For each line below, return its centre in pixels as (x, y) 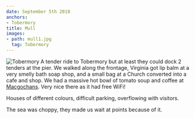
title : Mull (21, 28)
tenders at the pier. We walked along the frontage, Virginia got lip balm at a (98, 67)
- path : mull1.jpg (29, 39)
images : (16, 34)
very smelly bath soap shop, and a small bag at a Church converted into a (96, 74)
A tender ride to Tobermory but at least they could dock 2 (111, 61)
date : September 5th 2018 (38, 12)
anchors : (17, 17)
